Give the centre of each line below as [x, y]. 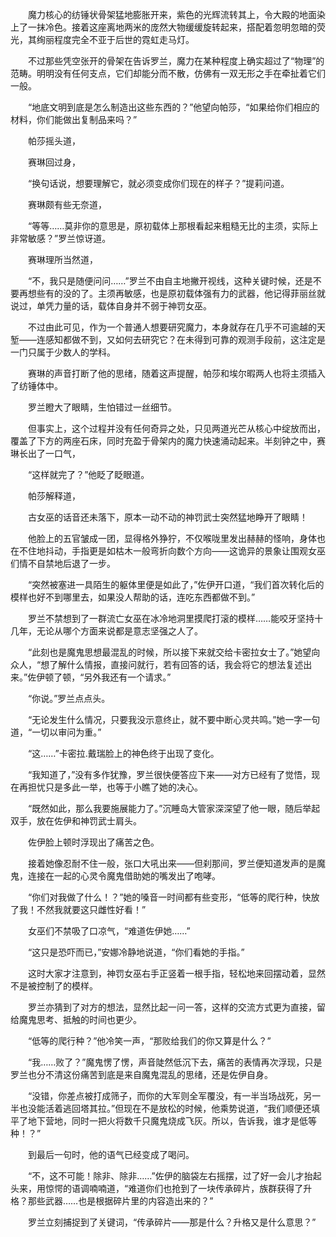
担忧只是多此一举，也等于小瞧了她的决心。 [115, 787]
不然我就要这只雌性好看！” [91, 909]
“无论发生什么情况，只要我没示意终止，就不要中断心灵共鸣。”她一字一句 [174, 719]
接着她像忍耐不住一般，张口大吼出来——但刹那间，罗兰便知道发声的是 [172, 863]
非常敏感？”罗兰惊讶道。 [61, 238]
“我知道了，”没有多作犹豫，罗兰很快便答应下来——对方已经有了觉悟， [169, 774]
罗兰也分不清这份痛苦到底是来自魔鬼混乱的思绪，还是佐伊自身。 [141, 1074]
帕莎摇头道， [54, 141]
